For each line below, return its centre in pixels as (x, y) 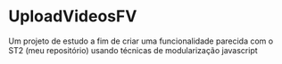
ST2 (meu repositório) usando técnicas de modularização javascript (133, 50)
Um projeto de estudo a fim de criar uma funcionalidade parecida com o (141, 41)
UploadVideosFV (73, 16)
